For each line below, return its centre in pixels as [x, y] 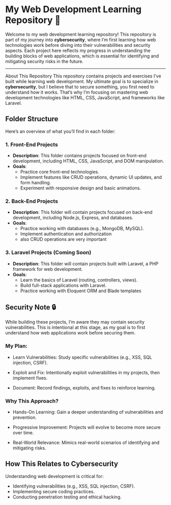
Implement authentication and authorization [66, 234]
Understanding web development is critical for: [54, 476]
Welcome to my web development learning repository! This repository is [81, 34]
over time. [23, 433]
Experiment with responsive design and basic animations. [81, 188]
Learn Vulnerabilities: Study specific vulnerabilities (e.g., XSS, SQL [82, 357]
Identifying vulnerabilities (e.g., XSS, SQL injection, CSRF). [74, 486]
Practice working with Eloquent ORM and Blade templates [81, 291]
